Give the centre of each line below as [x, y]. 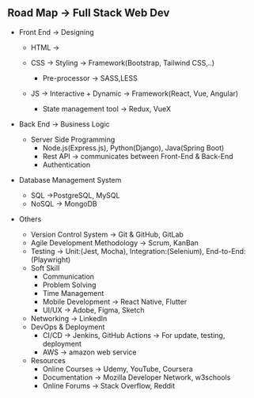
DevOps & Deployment [68, 327]
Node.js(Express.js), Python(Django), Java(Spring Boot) [133, 148]
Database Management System [70, 180]
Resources [48, 360]
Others [30, 219]
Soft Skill [45, 267]
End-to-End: [226, 251]
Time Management [73, 293]
